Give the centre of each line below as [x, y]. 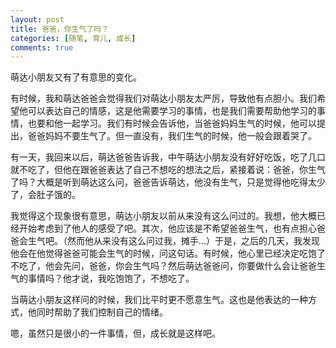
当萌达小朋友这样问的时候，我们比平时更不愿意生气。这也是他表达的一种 [159, 300]
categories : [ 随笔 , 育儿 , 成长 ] [73, 38]
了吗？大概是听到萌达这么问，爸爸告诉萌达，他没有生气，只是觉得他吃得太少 [168, 182]
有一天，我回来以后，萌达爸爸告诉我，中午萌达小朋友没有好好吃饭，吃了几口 [168, 157]
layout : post [37, 19]
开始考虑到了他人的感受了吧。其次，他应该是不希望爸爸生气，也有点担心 [167, 228]
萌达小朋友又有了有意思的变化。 [76, 77]
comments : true [42, 47]
